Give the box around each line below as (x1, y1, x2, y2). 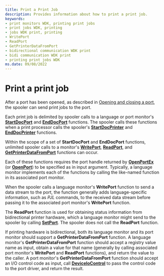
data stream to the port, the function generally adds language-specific (5, 189, 147, 195)
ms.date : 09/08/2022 (5, 62, 47, 67)
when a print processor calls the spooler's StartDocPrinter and (5, 125, 133, 130)
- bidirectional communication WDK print (5, 48, 91, 53)
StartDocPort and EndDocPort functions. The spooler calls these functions (5, 119, 158, 125)
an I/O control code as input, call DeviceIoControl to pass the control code (5, 260, 156, 266)
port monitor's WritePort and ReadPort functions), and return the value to (5, 250, 154, 256)
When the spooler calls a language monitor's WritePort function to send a (5, 184, 154, 190)
